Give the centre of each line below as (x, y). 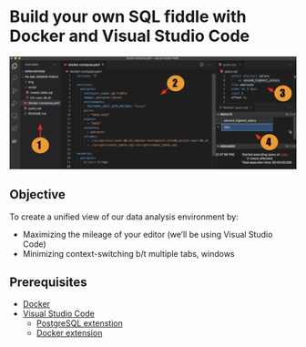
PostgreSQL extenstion (79, 323)
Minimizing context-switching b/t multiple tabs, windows (128, 253)
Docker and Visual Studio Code (130, 36)
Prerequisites (48, 282)
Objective (38, 194)
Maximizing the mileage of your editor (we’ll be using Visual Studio (148, 234)
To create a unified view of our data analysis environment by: (124, 217)
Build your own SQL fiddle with (128, 17)
